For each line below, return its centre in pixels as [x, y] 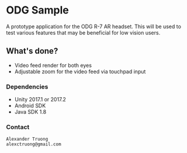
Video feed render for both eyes [53, 65]
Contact [18, 127]
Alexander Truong [27, 139]
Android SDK [30, 106]
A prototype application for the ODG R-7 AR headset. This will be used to [93, 26]
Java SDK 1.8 [30, 112]
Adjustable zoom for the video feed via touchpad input [80, 72]
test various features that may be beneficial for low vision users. [83, 32]
